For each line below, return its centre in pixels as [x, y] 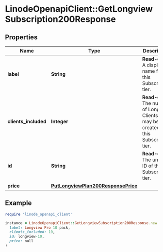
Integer [59, 121]
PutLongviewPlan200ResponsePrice [94, 186]
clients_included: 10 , [32, 232]
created [151, 127]
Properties [21, 37]
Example [18, 203]
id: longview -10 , [27, 236]
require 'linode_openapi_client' [39, 214]
